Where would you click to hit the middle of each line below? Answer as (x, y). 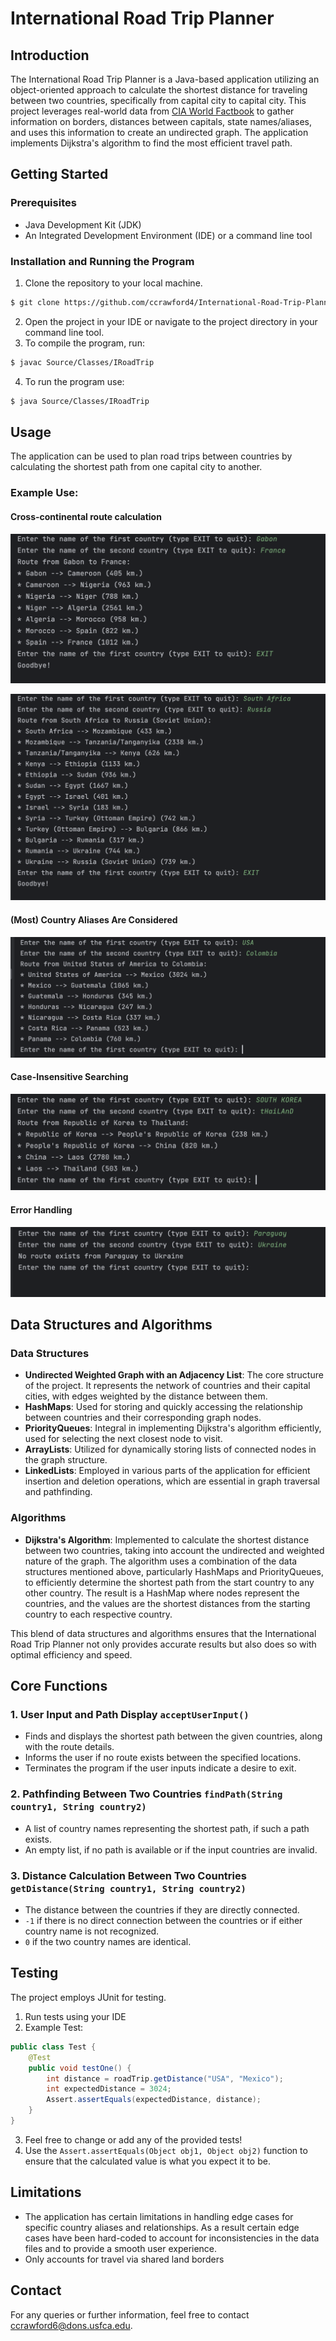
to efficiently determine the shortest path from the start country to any (169, 1582)
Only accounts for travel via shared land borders (124, 2259)
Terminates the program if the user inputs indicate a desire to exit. (160, 1768)
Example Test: (54, 2027)
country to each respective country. (98, 1614)
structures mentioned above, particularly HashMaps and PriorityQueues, (174, 1571)
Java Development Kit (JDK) (83, 224)
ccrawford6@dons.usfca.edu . (71, 2325)
